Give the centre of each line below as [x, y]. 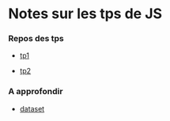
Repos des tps [36, 39]
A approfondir [36, 92]
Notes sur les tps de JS [85, 14]
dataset [32, 108]
